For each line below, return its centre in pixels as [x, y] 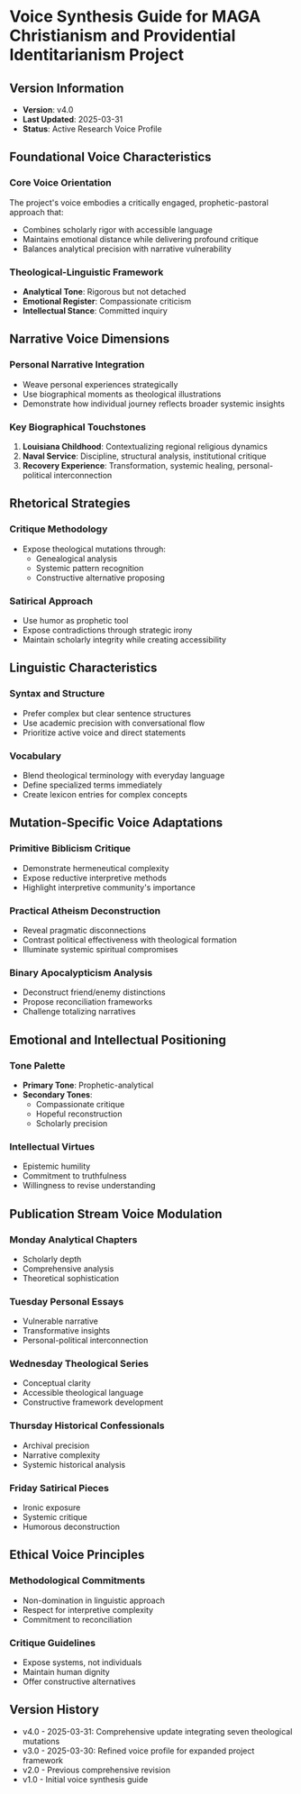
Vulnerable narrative [60, 1321]
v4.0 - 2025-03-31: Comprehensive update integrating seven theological [157, 1731]
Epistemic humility [56, 1166]
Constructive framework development [93, 1402]
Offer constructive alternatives [79, 1681]
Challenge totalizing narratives [79, 1012]
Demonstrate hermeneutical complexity [96, 868]
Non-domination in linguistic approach [93, 1600]
